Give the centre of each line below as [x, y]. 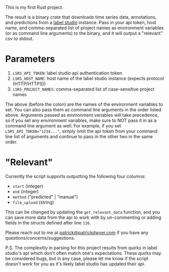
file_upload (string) [33, 202]
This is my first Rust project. [34, 7]
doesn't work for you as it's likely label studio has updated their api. [75, 264]
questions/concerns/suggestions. [40, 238]
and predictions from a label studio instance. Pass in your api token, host [81, 22]
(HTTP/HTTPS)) [29, 83]
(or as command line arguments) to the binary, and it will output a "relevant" [84, 33]
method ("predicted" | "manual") [45, 197]
